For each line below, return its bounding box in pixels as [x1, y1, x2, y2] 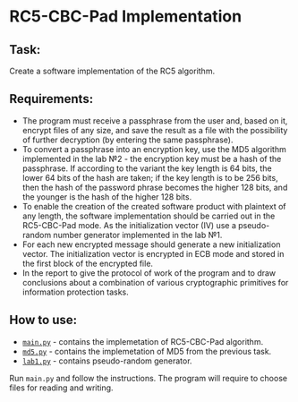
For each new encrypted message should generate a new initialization [21, 239, 281, 250]
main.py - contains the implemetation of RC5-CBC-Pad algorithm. [21, 336, 264, 346]
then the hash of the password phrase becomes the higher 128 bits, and [21, 182, 288, 192]
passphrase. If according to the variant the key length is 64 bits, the [21, 163, 272, 174]
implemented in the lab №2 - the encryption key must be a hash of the [21, 153, 282, 164]
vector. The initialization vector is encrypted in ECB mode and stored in [21, 248, 285, 259]
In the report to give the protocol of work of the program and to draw [21, 267, 277, 278]
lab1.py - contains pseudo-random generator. [21, 355, 192, 366]
